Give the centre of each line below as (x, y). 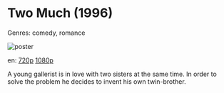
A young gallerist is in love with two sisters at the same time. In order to (112, 74)
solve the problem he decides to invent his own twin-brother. (97, 81)
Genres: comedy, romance (46, 33)
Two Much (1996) (60, 13)
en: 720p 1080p (30, 60)
